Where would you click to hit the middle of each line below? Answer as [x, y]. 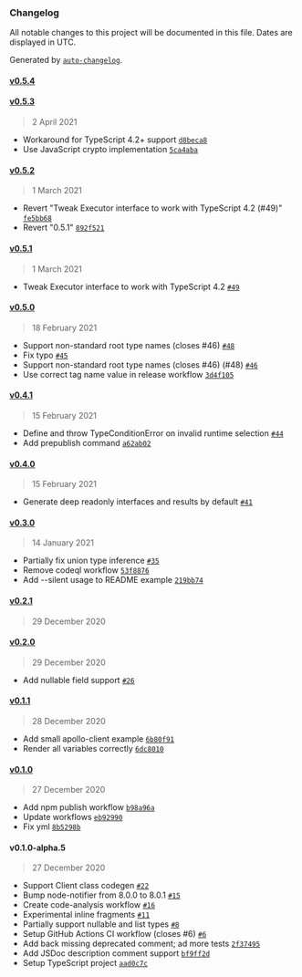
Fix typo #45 [45, 355]
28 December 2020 [69, 721]
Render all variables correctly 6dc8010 [93, 748]
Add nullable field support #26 [78, 680]
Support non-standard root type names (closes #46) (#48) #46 [140, 364]
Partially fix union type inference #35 [91, 561]
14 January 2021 [62, 543]
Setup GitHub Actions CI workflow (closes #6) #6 [115, 934]
